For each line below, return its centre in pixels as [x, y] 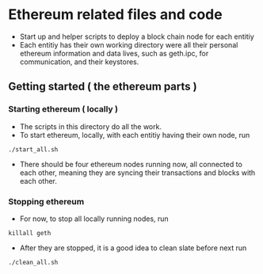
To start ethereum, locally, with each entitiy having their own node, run [135, 135]
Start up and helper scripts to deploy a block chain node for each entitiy [137, 36]
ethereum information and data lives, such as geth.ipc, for [114, 53]
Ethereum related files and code [116, 15]
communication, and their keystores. [79, 62]
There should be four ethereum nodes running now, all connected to [131, 164]
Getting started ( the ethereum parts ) [103, 87]
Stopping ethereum [46, 201]
